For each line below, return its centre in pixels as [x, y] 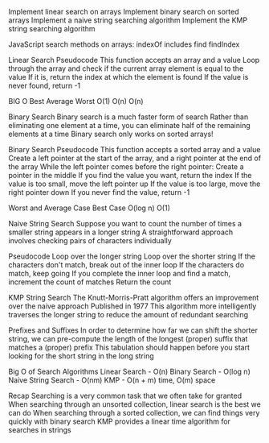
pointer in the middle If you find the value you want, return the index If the [130, 175]
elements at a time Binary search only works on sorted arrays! [111, 134]
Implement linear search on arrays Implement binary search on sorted [124, 12]
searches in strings [40, 430]
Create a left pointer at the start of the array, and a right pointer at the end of [135, 158]
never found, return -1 [45, 85]
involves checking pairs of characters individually [90, 240]
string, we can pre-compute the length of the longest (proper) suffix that [128, 339]
